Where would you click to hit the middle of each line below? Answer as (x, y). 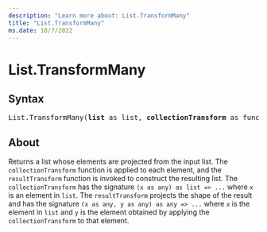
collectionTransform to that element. (69, 221)
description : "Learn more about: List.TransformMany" (99, 15)
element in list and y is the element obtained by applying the (109, 212)
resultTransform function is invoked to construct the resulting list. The (123, 179)
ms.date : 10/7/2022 (41, 30)
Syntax (26, 99)
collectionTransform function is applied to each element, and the (115, 170)
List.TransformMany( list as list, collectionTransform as (124, 118)
